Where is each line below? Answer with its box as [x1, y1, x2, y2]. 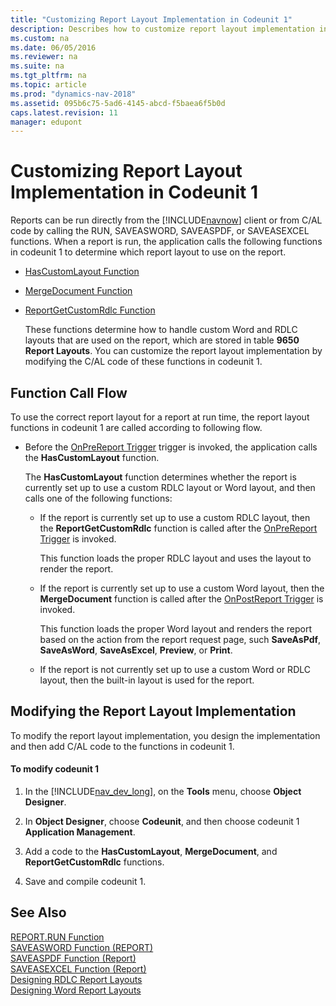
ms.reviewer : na [10, 52, 78, 62]
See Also [10, 904, 67, 921]
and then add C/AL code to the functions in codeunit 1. [10, 740, 235, 752]
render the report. [39, 563, 114, 575]
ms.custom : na [10, 33, 70, 43]
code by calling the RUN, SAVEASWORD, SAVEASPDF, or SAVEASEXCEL [10, 225, 310, 237]
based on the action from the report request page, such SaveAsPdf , [39, 634, 322, 645]
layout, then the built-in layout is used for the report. [39, 674, 255, 686]
